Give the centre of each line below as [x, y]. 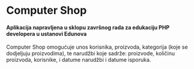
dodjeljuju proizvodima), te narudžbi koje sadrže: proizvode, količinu [91, 53]
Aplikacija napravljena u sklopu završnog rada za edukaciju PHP [88, 27]
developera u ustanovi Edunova [47, 34]
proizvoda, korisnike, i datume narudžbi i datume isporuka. [79, 60]
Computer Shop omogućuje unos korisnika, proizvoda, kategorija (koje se [97, 47]
